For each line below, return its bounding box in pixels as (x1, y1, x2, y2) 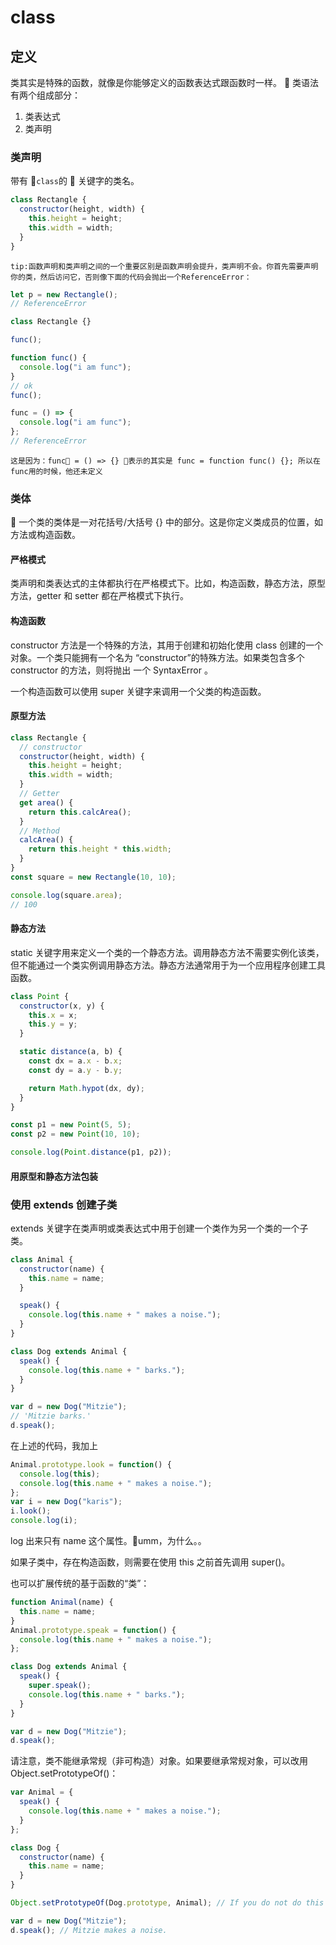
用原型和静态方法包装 (10, 1170, 98, 1182)
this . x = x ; (28, 1010, 78, 1020)
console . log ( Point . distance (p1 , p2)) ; (10, 1147, 172, 1158)
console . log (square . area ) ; (10, 890, 123, 900)
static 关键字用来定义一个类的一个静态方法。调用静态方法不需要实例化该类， (10, 946, 325, 958)
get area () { (19, 797, 74, 808)
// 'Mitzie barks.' (10, 1411, 92, 1421)
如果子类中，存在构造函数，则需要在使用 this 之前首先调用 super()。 (10, 1556, 291, 1568)
